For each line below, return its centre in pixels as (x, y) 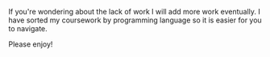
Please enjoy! (31, 44)
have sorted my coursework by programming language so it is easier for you (135, 20)
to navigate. (28, 28)
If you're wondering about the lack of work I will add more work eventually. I (134, 12)
